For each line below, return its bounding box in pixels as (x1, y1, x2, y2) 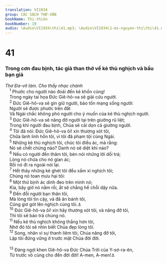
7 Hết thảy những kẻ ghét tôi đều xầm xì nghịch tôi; (9, 167, 113, 174)
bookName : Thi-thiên (5, 16, 48, 21)
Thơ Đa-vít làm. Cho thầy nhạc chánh (5, 83, 83, 89)
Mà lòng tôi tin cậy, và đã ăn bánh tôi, (9, 196, 86, 202)
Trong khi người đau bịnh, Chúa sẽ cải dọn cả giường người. (9, 122, 132, 128)
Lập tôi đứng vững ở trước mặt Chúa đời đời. (9, 235, 100, 242)
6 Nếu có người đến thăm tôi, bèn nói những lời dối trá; (9, 150, 121, 157)
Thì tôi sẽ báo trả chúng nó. (9, 213, 66, 219)
